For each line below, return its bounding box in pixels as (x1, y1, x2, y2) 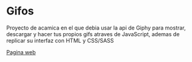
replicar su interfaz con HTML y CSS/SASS (6, 37, 114, 44)
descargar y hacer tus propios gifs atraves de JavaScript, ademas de (6, 30, 180, 37)
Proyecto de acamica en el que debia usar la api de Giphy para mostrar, (6, 24, 186, 31)
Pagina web (6, 48, 36, 55)
